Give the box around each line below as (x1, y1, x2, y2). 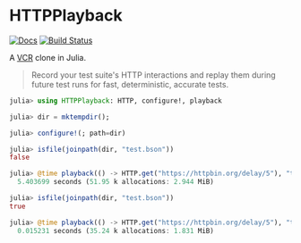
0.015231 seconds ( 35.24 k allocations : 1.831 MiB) (17, 226, 215, 235)
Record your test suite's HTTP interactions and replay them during (30, 69, 276, 80)
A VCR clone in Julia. (9, 52, 87, 63)
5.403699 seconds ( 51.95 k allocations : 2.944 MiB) (17, 178, 215, 187)
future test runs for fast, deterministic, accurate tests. (30, 79, 229, 89)
